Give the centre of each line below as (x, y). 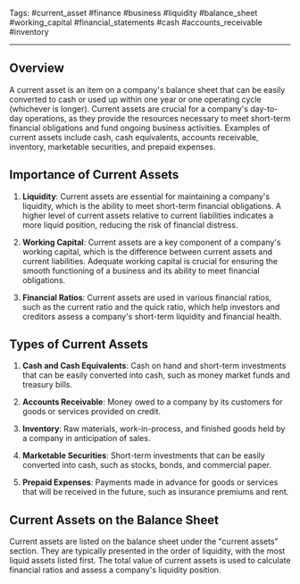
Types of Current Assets (79, 344)
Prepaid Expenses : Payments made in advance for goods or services (150, 482)
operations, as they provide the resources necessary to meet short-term (158, 118)
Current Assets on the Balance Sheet (114, 520)
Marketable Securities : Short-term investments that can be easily (143, 455)
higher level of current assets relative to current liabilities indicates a (148, 215)
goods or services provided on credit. (92, 412)
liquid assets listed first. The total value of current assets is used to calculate (150, 561)
